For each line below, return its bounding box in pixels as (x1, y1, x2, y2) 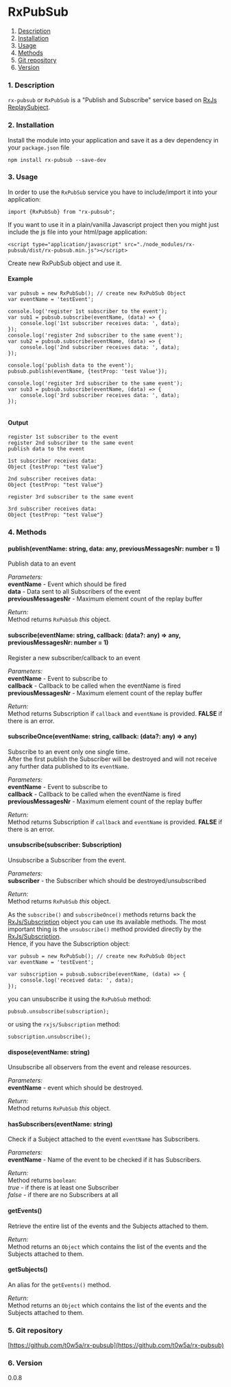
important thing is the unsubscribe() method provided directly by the (8, 925, 202, 933)
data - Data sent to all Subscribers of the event (8, 588, 141, 596)
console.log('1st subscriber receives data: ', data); (20, 320, 180, 327)
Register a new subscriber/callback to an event (8, 653, 141, 662)
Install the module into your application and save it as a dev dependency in (8, 136, 219, 144)
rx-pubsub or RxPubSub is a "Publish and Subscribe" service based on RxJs (8, 96, 217, 104)
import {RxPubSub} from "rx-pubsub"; (8, 208, 116, 215)
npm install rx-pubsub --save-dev (8, 156, 107, 163)
